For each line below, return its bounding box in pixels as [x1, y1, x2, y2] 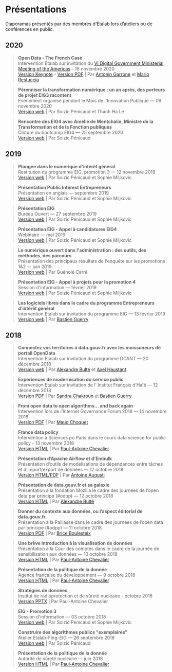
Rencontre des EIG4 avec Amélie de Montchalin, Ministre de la [17, 118, 154, 125]
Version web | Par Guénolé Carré [17, 269, 88, 275]
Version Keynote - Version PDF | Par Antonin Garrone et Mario [17, 71, 150, 77]
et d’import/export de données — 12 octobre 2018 [17, 467, 124, 473]
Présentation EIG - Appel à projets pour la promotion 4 [17, 279, 136, 285]
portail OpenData [17, 350, 55, 356]
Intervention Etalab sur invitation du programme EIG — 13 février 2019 [17, 310, 166, 317]
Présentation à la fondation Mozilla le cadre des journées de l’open [17, 487, 159, 493]
